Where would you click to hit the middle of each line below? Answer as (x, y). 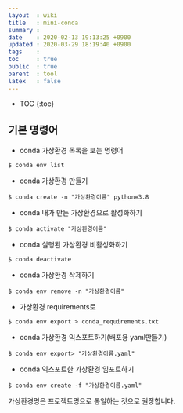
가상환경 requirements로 (57, 307)
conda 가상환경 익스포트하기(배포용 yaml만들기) (93, 338)
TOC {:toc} (37, 104)
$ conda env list (36, 166)
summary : (24, 30)
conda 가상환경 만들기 (54, 181)
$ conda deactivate (40, 260)
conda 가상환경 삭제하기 (57, 275)
